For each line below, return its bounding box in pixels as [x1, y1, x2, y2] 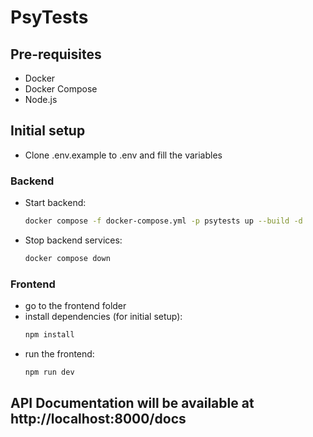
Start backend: [24, 197, 87, 209]
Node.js [24, 94, 58, 105]
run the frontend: [24, 348, 95, 360]
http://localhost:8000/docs [10, 411, 187, 428]
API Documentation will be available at [10, 395, 255, 412]
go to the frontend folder [24, 300, 127, 312]
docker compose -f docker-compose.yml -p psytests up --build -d [24, 216, 303, 226]
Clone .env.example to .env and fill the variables [24, 149, 223, 161]
